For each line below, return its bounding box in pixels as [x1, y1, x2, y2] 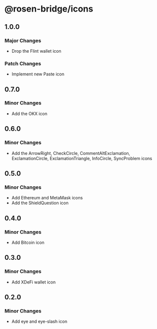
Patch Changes [4, 60, 42, 67]
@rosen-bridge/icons [4, 3, 94, 15]
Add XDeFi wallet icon [11, 279, 56, 285]
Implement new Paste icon [11, 71, 65, 77]
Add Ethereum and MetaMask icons [11, 195, 83, 201]
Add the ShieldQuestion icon [11, 200, 69, 206]
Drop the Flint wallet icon [11, 48, 61, 54]
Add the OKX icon [11, 110, 48, 117]
